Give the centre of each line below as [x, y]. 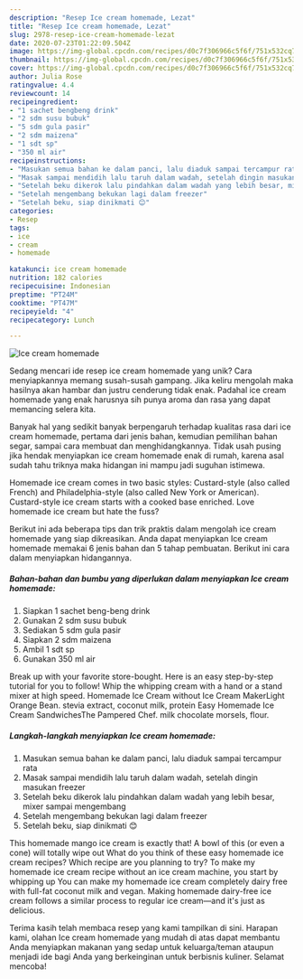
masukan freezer [54, 787]
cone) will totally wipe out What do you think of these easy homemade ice [147, 853]
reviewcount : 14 [40, 93]
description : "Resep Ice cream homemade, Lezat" [102, 18]
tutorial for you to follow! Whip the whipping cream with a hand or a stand [146, 686]
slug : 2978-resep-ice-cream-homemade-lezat [92, 34]
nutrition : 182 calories [56, 278]
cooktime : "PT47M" [44, 303]
